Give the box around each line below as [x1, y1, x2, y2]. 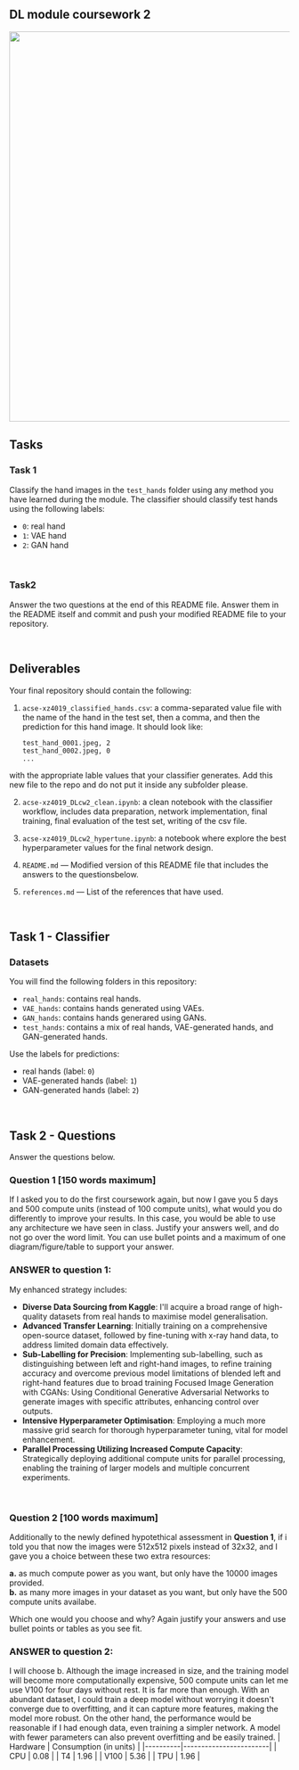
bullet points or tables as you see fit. [9, 1623, 142, 1634]
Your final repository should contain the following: [9, 685, 192, 696]
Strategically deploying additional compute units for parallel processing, [21, 1453, 287, 1463]
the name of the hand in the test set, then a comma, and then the [21, 712, 261, 722]
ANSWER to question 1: [9, 1264, 112, 1276]
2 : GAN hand [21, 539, 69, 550]
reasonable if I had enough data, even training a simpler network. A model [9, 1723, 280, 1733]
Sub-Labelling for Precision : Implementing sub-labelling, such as [21, 1348, 263, 1359]
